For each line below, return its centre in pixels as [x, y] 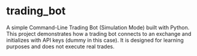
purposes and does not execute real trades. [61, 46]
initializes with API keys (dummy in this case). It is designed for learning [95, 40]
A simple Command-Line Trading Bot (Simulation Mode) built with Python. [98, 27]
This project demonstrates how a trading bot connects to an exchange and [99, 33]
